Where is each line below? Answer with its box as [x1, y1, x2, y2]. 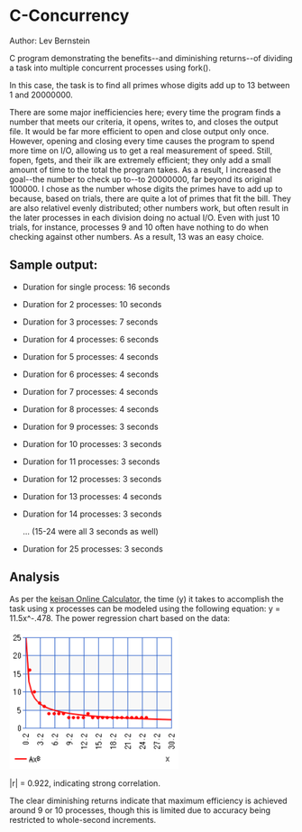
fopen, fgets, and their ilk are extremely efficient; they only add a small [9, 154, 271, 165]
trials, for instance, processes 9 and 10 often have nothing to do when [9, 222, 269, 233]
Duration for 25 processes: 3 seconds [22, 543, 164, 554]
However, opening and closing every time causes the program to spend [9, 135, 275, 146]
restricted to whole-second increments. [9, 814, 157, 825]
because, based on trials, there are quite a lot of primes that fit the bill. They [9, 193, 291, 204]
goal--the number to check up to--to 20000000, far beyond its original [9, 173, 273, 185]
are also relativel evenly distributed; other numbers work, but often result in [9, 202, 289, 213]
